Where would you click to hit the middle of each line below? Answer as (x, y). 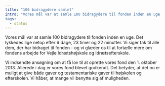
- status (19, 23)
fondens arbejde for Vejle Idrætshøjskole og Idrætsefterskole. (67, 53)
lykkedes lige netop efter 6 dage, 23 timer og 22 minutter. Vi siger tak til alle (82, 43)
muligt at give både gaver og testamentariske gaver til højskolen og (73, 73)
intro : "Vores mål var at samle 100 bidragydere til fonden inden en (78, 14)
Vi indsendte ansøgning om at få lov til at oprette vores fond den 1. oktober (81, 62)
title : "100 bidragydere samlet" (40, 10)
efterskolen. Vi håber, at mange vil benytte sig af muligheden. (67, 78)
